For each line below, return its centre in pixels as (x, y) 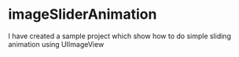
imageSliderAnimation (83, 14)
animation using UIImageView (56, 44)
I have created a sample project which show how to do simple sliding (120, 36)
